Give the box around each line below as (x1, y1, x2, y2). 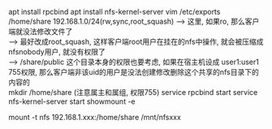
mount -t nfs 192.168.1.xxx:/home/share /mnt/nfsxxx (8, 113, 181, 122)
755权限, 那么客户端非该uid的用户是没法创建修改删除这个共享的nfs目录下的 (8, 67, 260, 76)
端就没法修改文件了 (8, 27, 73, 36)
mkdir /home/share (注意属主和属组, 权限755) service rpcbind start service (8, 88, 258, 97)
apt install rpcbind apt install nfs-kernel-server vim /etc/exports (8, 7, 221, 16)
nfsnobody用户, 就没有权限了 (8, 47, 106, 56)
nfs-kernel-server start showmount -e (8, 97, 136, 106)
